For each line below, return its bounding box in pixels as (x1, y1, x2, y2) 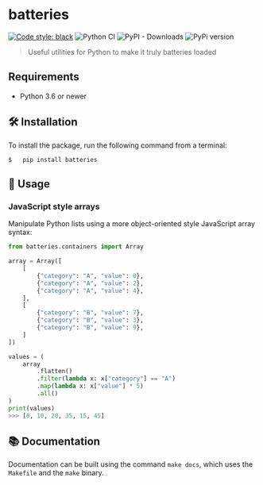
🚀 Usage (8, 177, 50, 191)
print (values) (8, 404, 56, 412)
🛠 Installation (8, 115, 78, 129)
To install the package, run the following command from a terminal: (8, 140, 228, 150)
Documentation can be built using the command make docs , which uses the (8, 460, 253, 469)
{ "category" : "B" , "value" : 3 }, (37, 316, 145, 325)
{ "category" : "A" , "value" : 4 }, (37, 287, 145, 294)
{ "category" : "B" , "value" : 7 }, (37, 309, 145, 317)
